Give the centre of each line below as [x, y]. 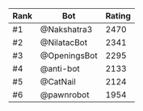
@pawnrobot [65, 95]
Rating [118, 16]
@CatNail [58, 82]
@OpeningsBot [69, 55]
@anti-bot [60, 69]
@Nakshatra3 [66, 29]
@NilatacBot [63, 42]
